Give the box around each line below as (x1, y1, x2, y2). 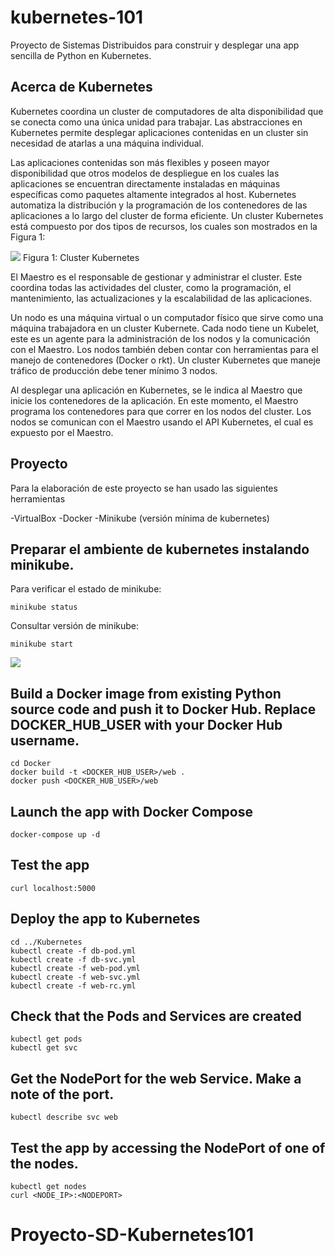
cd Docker (10, 759, 52, 769)
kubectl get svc (10, 1043, 78, 1053)
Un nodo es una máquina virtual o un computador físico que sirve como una (10, 311, 324, 323)
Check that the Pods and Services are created (10, 1008, 302, 1025)
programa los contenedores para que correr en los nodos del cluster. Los (10, 405, 312, 417)
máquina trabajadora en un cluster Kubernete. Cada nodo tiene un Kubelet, (10, 322, 320, 334)
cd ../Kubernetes (10, 937, 83, 947)
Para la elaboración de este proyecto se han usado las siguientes (10, 482, 278, 494)
